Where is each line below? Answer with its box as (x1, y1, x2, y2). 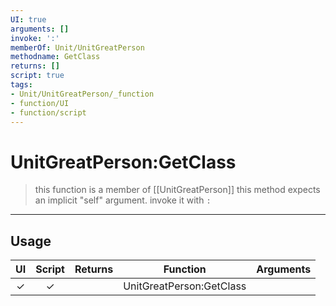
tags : (10, 80, 33, 90)
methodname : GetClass (10, 52, 101, 62)
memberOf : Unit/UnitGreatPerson (10, 42, 145, 53)
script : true (10, 71, 65, 81)
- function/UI (10, 98, 70, 108)
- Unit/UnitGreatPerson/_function (10, 89, 155, 99)
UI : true (10, 14, 47, 25)
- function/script (10, 107, 87, 118)
